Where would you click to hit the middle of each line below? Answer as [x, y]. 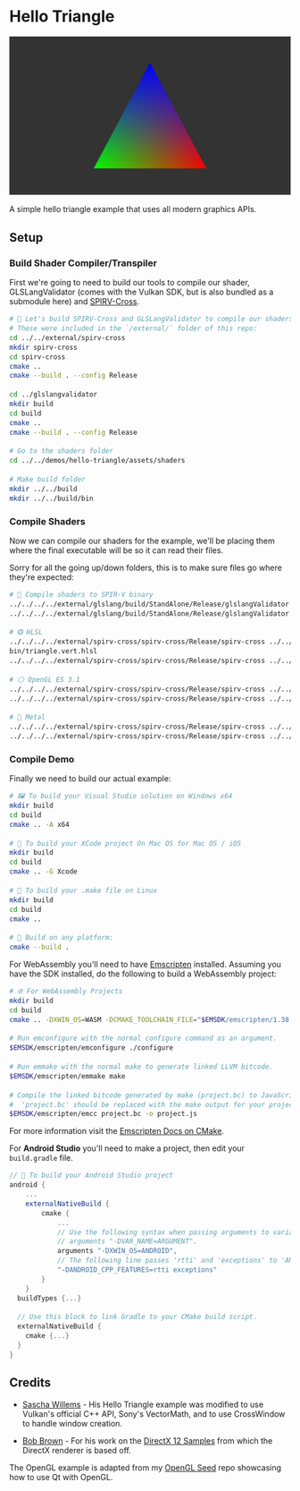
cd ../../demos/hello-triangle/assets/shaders [97, 461]
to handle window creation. [72, 1423]
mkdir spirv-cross [43, 347]
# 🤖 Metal [28, 718]
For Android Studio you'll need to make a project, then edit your [127, 1148]
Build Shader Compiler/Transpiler [83, 263]
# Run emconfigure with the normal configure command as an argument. [143, 1039]
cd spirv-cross [37, 357]
